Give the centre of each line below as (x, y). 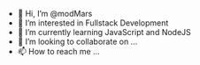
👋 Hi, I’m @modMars (55, 14)
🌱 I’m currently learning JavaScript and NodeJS (104, 32)
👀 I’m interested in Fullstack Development (93, 23)
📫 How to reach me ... (58, 51)
